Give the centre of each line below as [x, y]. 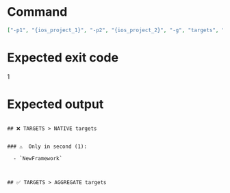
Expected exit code [63, 57]
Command [37, 12]
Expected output [55, 104]
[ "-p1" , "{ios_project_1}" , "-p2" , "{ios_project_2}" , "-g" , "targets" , [113, 30]
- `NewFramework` [38, 158]
